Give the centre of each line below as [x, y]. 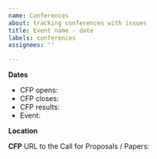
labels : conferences [42, 38]
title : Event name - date [51, 30]
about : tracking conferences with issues [78, 23]
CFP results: [40, 107]
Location [23, 131]
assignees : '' [32, 45]
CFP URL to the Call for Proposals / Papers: [79, 146]
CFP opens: [38, 90]
